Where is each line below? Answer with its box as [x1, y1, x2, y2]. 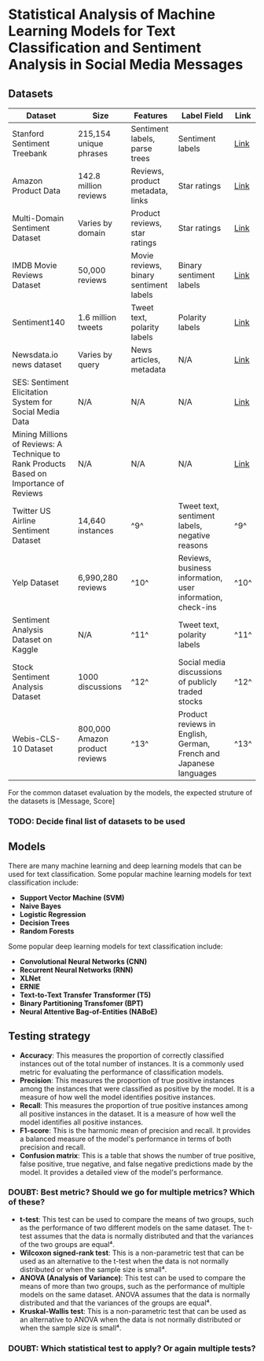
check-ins [178, 602, 218, 612]
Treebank [12, 148, 48, 159]
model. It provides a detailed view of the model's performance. [19, 1167, 224, 1176]
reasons [178, 540, 208, 551]
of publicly [178, 677, 218, 687]
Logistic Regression [19, 909, 86, 919]
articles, [130, 354, 161, 365]
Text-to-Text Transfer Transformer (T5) [19, 990, 152, 1000]
